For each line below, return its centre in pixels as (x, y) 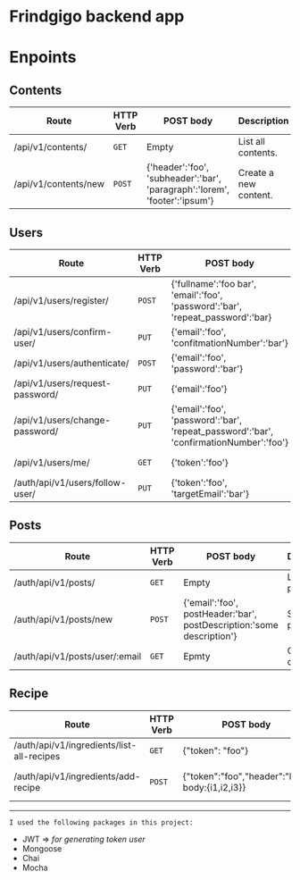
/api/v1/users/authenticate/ (71, 363)
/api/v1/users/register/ (61, 301)
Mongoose (42, 848)
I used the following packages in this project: (101, 822)
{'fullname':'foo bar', (214, 284)
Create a (256, 173)
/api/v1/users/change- (62, 420)
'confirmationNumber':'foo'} (229, 442)
